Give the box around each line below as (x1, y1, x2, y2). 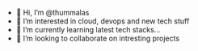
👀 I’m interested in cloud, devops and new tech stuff (15, 16, 190, 26)
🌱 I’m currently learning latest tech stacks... (15, 25, 161, 34)
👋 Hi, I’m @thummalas (15, 8, 90, 17)
